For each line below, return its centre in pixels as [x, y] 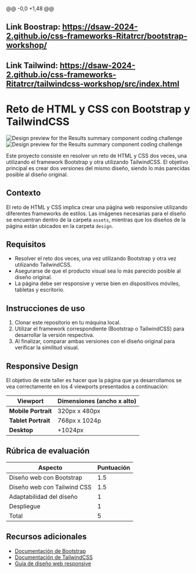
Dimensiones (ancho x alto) [97, 401]
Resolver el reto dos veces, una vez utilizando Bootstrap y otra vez [95, 259]
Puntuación [114, 468]
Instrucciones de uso [46, 308]
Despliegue [25, 506]
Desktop [21, 430]
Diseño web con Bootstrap [46, 478]
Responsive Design [42, 366]
